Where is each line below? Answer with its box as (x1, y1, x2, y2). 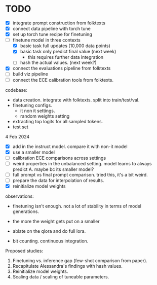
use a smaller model (12, 149, 55, 155)
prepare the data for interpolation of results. (12, 177, 104, 183)
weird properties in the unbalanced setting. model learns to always (12, 160, 152, 166)
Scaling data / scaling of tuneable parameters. (12, 274, 109, 279)
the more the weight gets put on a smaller (12, 219, 100, 224)
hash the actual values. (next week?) (20, 59, 97, 66)
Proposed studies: (5, 248, 44, 254)
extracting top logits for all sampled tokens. (12, 118, 103, 124)
